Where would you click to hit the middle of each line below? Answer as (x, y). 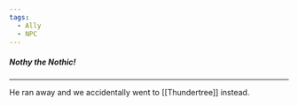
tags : (19, 17)
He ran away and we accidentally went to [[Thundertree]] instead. (129, 93)
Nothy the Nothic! (43, 62)
